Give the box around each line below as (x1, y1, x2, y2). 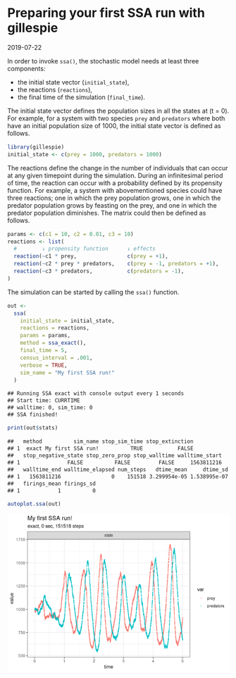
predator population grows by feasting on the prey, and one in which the (7, 201, 217, 209)
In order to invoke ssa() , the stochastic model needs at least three (7, 56, 199, 65)
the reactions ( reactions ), (17, 85, 93, 94)
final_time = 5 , (20, 347, 68, 354)
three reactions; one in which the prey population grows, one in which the (7, 194, 221, 202)
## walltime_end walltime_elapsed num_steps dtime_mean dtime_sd (7, 466, 229, 473)
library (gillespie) (7, 143, 65, 151)
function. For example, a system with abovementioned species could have (7, 186, 223, 194)
